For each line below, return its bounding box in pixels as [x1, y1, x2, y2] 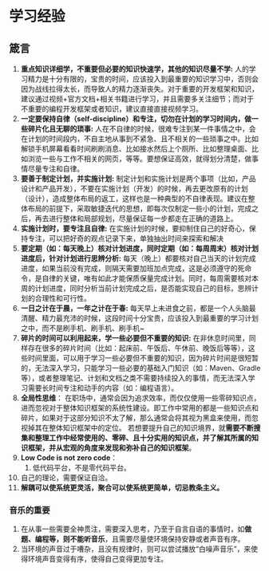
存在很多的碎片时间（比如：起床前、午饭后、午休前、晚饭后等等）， [27, 344, 248, 352]
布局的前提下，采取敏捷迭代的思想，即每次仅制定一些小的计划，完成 [27, 204, 252, 213]
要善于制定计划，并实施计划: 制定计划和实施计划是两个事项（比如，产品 [20, 174, 256, 183]
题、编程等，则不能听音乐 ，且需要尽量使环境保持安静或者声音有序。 [20, 534, 245, 544]
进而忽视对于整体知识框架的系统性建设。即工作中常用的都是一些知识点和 [20, 404, 259, 412]
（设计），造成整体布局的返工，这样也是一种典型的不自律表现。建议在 [20, 194, 248, 203]
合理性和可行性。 [34, 293, 91, 303]
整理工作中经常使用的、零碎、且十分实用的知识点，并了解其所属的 [34, 433, 252, 443]
